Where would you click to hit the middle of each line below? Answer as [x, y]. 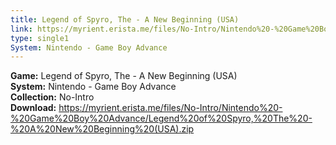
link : [21, 29]
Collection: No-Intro [52, 97]
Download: [33, 108]
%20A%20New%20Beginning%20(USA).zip [102, 129]
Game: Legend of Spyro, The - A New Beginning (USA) [124, 76]
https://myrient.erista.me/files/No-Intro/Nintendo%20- [170, 108]
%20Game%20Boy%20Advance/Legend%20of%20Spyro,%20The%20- [161, 118]
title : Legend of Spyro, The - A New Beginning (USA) [125, 19]
